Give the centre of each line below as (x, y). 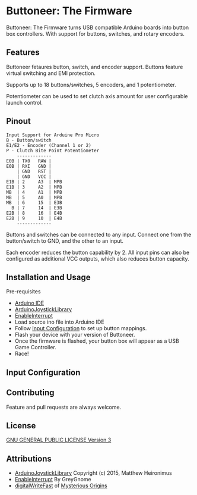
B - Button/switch (29, 140)
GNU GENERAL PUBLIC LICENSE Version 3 (59, 440)
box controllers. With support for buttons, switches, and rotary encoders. (96, 33)
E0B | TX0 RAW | (29, 161)
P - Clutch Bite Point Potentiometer (53, 151)
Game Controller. (35, 347)
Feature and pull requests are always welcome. (64, 407)
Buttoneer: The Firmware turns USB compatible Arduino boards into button (98, 27)
